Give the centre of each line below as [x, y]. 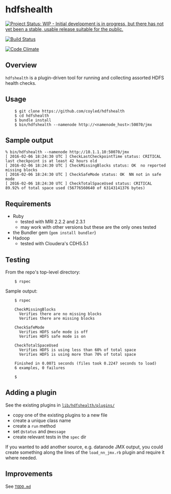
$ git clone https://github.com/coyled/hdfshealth [70, 111]
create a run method [34, 426]
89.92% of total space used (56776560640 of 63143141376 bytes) [75, 188]
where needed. [21, 458]
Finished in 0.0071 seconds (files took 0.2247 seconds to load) [86, 363]
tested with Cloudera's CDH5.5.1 [54, 244]
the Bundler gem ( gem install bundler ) [54, 233]
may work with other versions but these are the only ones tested [88, 227]
